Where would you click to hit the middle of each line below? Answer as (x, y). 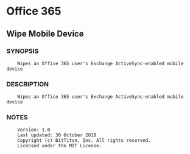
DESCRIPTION (28, 84)
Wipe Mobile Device (45, 34)
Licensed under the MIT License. (60, 146)
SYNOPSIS (23, 51)
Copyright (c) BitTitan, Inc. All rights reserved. (84, 141)
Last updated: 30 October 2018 (57, 135)
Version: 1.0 (34, 130)
